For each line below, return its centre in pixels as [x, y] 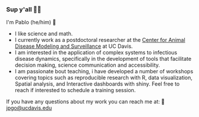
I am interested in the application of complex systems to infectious [96, 53]
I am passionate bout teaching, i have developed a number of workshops [104, 71]
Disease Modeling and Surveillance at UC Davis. [74, 46]
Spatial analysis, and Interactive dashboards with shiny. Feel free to [97, 84]
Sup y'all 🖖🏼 [24, 9]
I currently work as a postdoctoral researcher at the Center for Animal [100, 40]
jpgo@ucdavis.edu [29, 108]
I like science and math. [44, 34]
